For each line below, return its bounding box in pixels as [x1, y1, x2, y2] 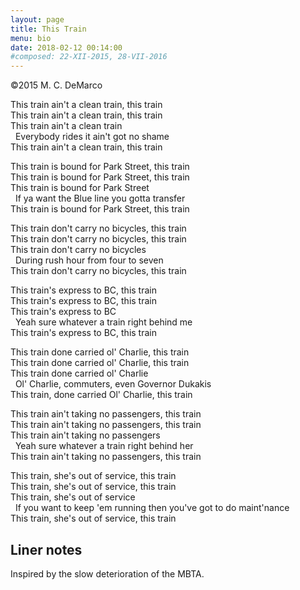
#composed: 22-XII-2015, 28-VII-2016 [10, 52, 168, 62]
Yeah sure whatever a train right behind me [14, 316, 193, 328]
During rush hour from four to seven [14, 254, 164, 266]
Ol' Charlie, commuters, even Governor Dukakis [14, 378, 212, 390]
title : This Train [10, 24, 87, 34]
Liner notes [10, 541, 83, 558]
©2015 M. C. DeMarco [10, 79, 103, 91]
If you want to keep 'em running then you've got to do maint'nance [14, 502, 290, 514]
